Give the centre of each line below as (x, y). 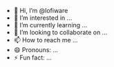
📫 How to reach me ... (46, 40)
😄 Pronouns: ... (36, 50)
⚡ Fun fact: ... (32, 57)
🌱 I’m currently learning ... (50, 25)
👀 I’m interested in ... (43, 18)
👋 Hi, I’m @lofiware (41, 11)
